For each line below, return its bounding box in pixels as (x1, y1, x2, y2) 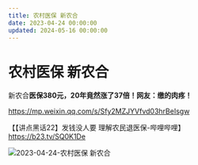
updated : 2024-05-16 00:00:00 (8, 26, 109, 34)
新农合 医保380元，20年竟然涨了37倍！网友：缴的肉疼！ (8, 90, 192, 100)
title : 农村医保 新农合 (8, 11, 78, 20)
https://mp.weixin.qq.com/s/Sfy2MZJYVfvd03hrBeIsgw (8, 106, 190, 116)
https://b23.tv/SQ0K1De (8, 132, 86, 141)
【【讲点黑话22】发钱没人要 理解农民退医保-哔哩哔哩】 (8, 123, 185, 132)
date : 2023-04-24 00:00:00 (8, 19, 97, 27)
